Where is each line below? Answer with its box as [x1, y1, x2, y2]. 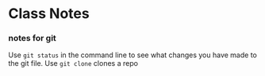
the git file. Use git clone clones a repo [8, 59, 139, 68]
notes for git [8, 33, 57, 44]
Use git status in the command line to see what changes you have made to [8, 50, 258, 60]
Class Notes [8, 5, 90, 23]
